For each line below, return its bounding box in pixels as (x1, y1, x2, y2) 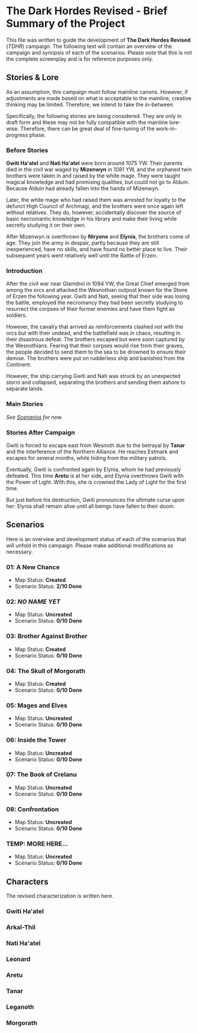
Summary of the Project (6, 17, 125, 30)
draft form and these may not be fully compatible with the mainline (6, 119, 168, 126)
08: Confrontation (6, 805, 59, 813)
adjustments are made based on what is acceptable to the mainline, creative (6, 94, 192, 101)
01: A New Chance (6, 562, 60, 571)
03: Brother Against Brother (6, 632, 87, 640)
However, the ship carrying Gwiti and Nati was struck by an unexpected (6, 373, 181, 380)
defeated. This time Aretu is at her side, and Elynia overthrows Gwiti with (6, 472, 184, 479)
